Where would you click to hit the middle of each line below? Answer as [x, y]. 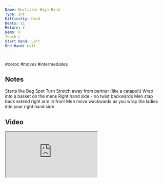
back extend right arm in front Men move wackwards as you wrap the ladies [81, 102]
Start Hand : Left [23, 41]
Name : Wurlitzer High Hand [32, 10]
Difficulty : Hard [23, 19]
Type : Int [15, 14]
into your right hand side [30, 107]
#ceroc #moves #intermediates [37, 64]
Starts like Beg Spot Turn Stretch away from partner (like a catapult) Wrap [79, 91]
